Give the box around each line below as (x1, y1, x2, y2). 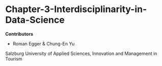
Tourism (5, 55, 23, 61)
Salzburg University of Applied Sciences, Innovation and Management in (5, 50, 157, 56)
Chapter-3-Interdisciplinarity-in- (5, 4, 147, 15)
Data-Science (5, 14, 65, 26)
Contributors (5, 31, 34, 37)
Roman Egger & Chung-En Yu (12, 40, 75, 46)
